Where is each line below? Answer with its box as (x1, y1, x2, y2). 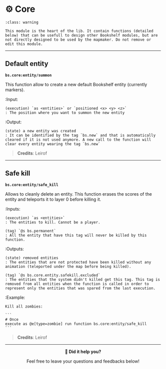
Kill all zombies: (5, 304, 43, 309)
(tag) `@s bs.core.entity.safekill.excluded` (5, 272, 100, 278)
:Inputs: (5, 206, 21, 211)
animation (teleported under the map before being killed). (5, 264, 132, 269)
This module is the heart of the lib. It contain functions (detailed (5, 28, 154, 33)
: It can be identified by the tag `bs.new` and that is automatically (5, 133, 156, 138)
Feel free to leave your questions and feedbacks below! (26, 358, 140, 364)
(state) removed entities (5, 255, 58, 261)
